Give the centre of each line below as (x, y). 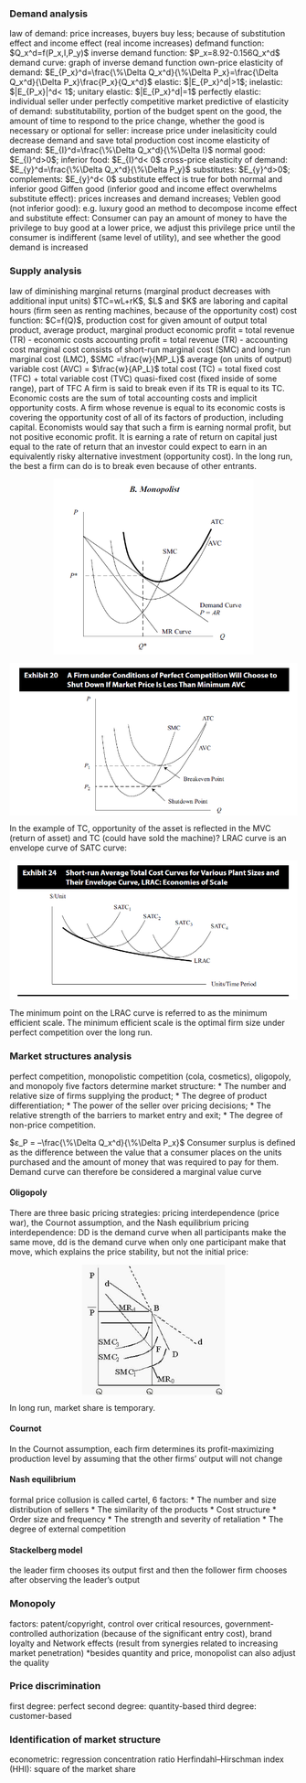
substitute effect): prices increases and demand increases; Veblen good (145, 198)
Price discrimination (55, 1686)
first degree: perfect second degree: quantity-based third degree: (133, 1706)
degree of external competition (68, 1529)
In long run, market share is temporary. (83, 1407)
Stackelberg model (46, 1550)
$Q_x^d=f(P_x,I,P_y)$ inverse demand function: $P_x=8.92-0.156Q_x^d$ (145, 53)
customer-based (41, 1715)
